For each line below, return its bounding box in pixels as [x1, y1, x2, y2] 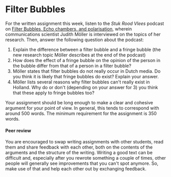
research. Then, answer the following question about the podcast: [5, 37, 144, 43]
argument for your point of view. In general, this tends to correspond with [5, 105, 159, 111]
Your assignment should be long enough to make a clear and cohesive [5, 99, 153, 105]
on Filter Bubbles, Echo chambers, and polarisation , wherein [5, 25, 132, 32]
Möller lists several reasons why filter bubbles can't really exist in [12, 79, 150, 85]
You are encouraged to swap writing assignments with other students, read [5, 139, 163, 145]
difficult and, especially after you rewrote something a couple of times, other [5, 155, 166, 161]
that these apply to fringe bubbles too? [12, 90, 94, 96]
